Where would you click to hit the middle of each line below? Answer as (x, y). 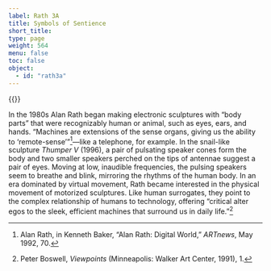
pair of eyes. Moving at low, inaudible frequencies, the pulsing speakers (128, 167)
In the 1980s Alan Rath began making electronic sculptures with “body (125, 115)
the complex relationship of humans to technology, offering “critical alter (128, 202)
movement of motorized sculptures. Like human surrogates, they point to (129, 193)
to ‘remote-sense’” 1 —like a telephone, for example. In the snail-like (119, 140)
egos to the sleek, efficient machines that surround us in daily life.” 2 (121, 211)
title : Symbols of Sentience (57, 23)
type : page (27, 38)
